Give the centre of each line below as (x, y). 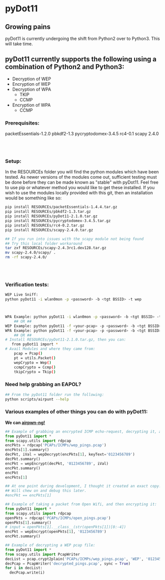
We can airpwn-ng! (25, 422)
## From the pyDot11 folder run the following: (55, 394)
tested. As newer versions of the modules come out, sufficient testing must (81, 177)
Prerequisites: (22, 123)
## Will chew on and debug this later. (46, 491)
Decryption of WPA (32, 89)
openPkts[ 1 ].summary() (28, 522)
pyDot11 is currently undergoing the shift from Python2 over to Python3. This (82, 38)
